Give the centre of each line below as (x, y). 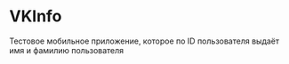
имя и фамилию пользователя (67, 50)
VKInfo (36, 16)
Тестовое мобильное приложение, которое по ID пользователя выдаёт (144, 41)
